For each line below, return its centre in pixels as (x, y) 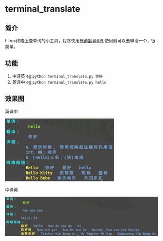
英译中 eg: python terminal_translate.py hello (59, 82)
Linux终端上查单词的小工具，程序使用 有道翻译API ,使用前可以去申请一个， (78, 40)
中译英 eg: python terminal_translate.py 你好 (57, 76)
